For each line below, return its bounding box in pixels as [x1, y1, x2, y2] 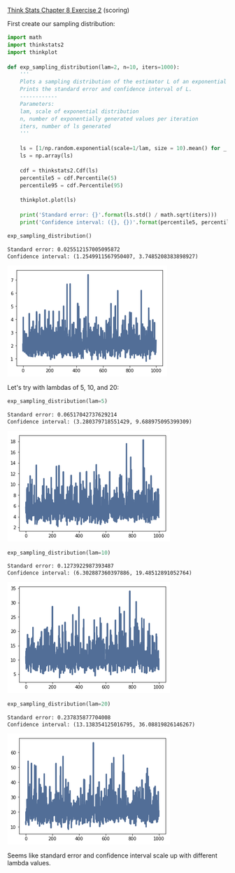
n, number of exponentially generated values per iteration [20, 115, 199, 122]
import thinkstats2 [7, 41, 64, 48]
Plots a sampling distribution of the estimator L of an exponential [20, 79, 227, 86]
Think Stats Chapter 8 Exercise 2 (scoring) [7, 6, 130, 14]
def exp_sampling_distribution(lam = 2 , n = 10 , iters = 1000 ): [7, 63, 180, 71]
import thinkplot [7, 48, 58, 55]
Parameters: [20, 100, 55, 107]
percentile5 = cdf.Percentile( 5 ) [20, 175, 117, 182]
